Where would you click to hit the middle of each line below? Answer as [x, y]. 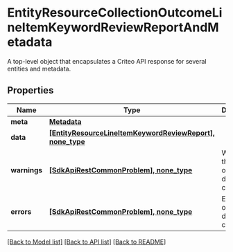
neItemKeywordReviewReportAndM [113, 27]
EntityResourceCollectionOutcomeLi [115, 13]
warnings [27, 170]
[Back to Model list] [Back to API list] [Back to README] [87, 242]
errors [21, 211]
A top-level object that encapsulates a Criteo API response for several [107, 61]
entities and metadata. [39, 69]
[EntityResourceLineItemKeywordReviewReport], [132, 133]
